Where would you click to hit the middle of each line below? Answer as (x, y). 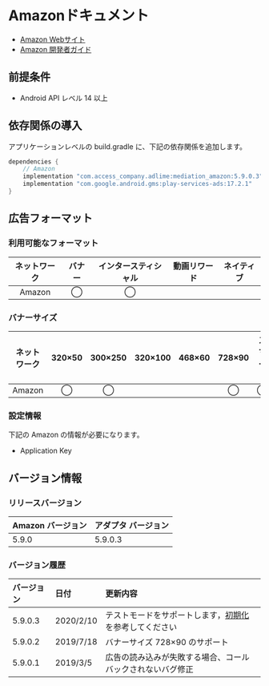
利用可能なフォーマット (53, 243)
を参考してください (141, 627)
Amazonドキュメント (79, 16)
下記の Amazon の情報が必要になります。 (76, 435)
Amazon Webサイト (52, 39)
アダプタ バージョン (132, 525)
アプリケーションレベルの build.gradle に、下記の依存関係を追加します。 (127, 146)
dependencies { (34, 161)
